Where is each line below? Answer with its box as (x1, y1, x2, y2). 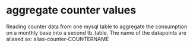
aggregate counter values (6, 4, 137, 17)
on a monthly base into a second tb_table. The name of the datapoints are (6, 29, 187, 36)
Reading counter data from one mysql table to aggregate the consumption (6, 23, 188, 30)
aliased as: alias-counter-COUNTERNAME (6, 35, 109, 42)
